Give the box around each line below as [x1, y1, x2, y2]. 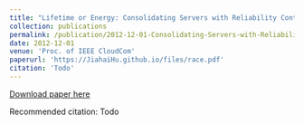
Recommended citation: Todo [9, 106, 119, 117]
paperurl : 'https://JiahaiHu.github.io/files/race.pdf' [9, 55, 224, 64]
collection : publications [9, 22, 107, 31]
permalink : [9, 30, 51, 39]
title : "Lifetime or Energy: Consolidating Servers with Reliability [9, 13, 278, 23]
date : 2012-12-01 [9, 38, 75, 48]
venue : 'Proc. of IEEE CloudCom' [9, 47, 136, 56]
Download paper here [9, 88, 90, 100]
